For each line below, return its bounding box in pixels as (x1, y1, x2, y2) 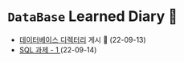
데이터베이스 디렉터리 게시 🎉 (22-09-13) (18, 35, 146, 44)
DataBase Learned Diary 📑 (7, 7, 178, 26)
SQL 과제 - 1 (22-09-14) (18, 44, 97, 55)
